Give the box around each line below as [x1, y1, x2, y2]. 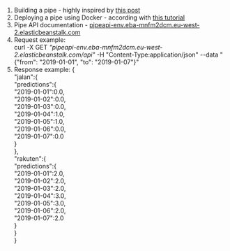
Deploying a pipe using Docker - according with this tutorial [13, 13, 185, 22]
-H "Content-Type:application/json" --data [96, 50, 219, 59]
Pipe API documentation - [13, 21, 89, 29]
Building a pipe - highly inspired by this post [13, 6, 141, 14]
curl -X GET [13, 43, 48, 51]
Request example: [13, 36, 66, 44]
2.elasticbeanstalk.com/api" [13, 50, 95, 59]
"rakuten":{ [13, 155, 47, 163]
